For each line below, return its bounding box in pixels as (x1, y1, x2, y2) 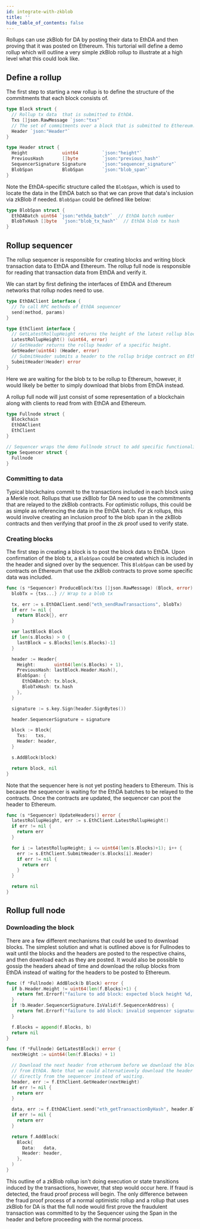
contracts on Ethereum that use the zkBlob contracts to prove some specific (6, 567, 193, 574)
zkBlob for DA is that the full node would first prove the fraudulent (6, 1203, 168, 1210)
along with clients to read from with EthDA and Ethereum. (6, 399, 147, 406)
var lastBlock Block (11, 629, 62, 635)
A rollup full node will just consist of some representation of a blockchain (6, 393, 185, 400)
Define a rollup (6, 72, 62, 82)
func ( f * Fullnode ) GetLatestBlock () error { (6, 1046, 121, 1052)
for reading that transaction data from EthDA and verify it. (6, 269, 147, 276)
